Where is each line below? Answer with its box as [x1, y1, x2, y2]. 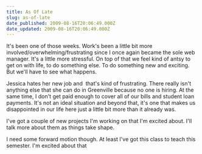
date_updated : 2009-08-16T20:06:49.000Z [6, 25, 111, 32]
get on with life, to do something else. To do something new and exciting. [6, 62, 190, 69]
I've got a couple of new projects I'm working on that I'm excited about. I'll [6, 118, 192, 125]
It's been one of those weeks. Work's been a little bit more [6, 42, 153, 50]
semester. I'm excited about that [6, 142, 87, 149]
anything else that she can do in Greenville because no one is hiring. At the [6, 86, 194, 94]
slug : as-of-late [6, 15, 50, 21]
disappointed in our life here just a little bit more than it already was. [6, 105, 176, 113]
